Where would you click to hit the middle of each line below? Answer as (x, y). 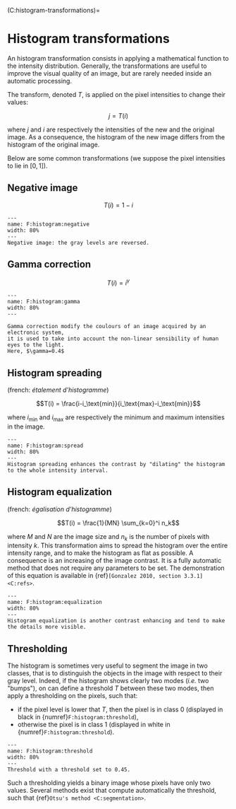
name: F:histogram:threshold (50, 751)
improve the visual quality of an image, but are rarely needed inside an (110, 73)
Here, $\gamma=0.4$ (36, 351)
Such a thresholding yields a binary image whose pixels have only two (109, 783)
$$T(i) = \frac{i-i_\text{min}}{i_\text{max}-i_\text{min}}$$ (118, 404)
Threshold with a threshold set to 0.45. (69, 770)
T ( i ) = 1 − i (118, 205)
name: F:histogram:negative (49, 224)
